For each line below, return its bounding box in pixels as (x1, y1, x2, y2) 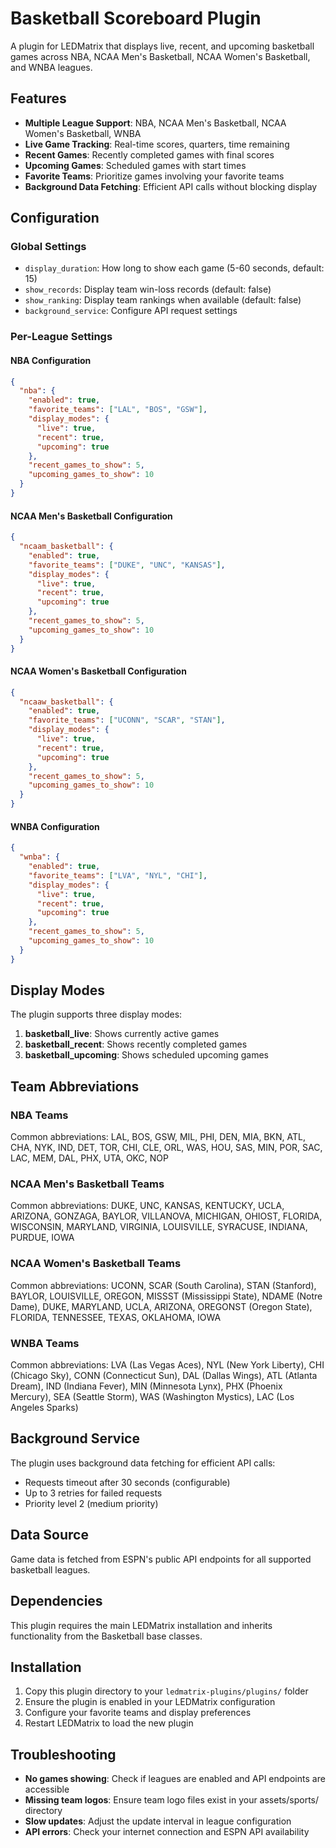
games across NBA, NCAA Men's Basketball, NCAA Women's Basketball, (10, 50, 311, 62)
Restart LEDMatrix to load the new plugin (24, 1717, 194, 1729)
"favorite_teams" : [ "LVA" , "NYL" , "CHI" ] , (28, 870, 208, 881)
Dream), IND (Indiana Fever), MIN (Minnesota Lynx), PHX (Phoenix (10, 1380, 283, 1392)
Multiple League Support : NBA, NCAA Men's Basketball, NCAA (24, 117, 287, 129)
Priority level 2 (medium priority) (24, 1497, 159, 1509)
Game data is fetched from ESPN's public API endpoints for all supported (10, 1553, 312, 1565)
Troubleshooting (10, 1746, 117, 1763)
